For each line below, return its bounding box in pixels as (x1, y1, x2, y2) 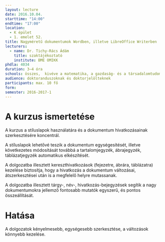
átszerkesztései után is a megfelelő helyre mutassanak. (5, 173, 117, 178)
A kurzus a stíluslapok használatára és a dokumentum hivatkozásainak (5, 127, 148, 133)
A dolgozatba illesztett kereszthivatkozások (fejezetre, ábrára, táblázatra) (5, 162, 153, 168)
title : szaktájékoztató (14, 53, 63, 58)
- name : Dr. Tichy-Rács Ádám (9, 48, 69, 53)
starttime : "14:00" (5, 16, 45, 21)
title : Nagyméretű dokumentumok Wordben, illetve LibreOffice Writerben (5, 39, 157, 44)
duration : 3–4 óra (5, 67, 43, 72)
